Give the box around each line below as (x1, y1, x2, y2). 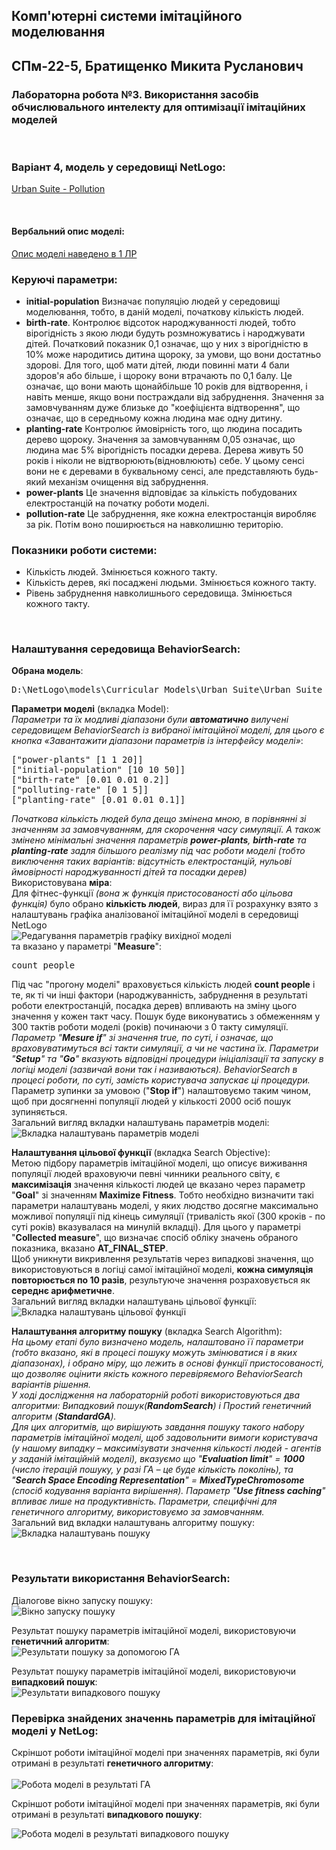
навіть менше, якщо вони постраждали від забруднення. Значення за (25, 390, 325, 403)
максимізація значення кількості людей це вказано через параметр (11, 1179, 306, 1191)
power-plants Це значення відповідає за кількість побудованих (25, 486, 298, 498)
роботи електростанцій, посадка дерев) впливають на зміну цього (11, 1000, 298, 1012)
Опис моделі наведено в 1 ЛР (11, 247, 138, 259)
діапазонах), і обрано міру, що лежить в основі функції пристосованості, (11, 1357, 325, 1369)
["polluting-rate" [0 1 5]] (11, 784, 149, 796)
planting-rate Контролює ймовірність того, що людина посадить (25, 422, 303, 434)
